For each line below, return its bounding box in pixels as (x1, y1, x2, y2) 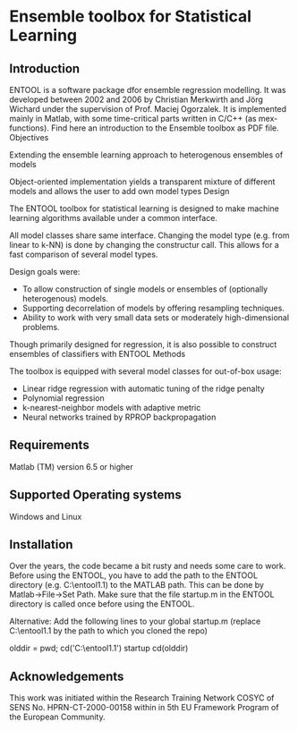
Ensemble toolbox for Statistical (9, 6, 252, 27)
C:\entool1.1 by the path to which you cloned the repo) (9, 625, 209, 636)
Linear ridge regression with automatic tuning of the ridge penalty (21, 383, 266, 394)
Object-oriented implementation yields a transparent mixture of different (9, 176, 276, 187)
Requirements (9, 438, 89, 453)
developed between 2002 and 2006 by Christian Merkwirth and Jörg (9, 94, 264, 105)
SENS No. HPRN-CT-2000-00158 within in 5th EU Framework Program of (9, 702, 279, 713)
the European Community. (9, 711, 106, 722)
